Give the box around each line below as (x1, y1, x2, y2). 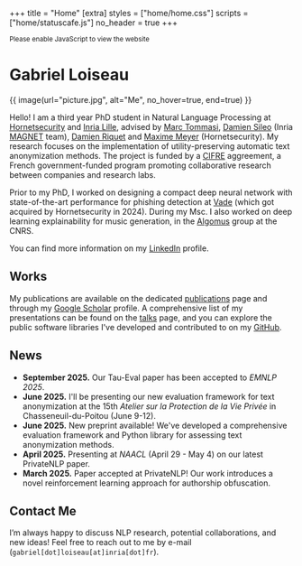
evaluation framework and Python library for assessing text (22, 429, 243, 441)
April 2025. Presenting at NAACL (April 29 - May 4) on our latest (22, 449, 264, 459)
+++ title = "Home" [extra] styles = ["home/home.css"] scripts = (9, 8, 249, 18)
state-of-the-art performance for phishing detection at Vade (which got (9, 196, 275, 207)
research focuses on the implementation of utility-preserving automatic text (9, 140, 290, 152)
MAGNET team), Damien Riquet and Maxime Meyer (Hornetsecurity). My (9, 131, 279, 142)
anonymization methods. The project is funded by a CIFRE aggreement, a (9, 150, 282, 161)
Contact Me (9, 503, 77, 518)
